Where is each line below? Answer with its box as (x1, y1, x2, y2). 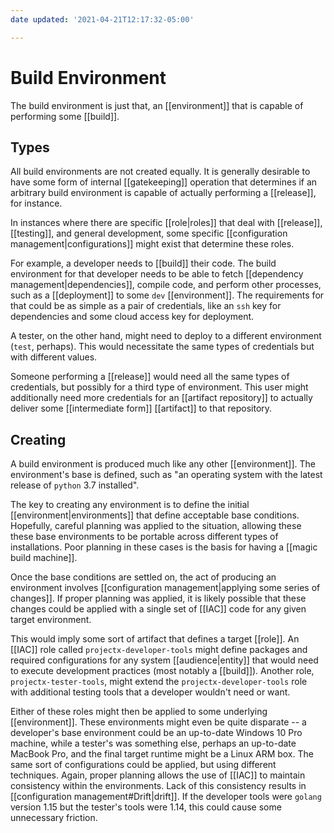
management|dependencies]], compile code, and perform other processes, (10, 279, 322, 291)
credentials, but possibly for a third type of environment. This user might (10, 381, 309, 393)
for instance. (10, 197, 63, 210)
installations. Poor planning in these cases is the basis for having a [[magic (10, 541, 318, 553)
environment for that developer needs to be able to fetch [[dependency (10, 268, 304, 280)
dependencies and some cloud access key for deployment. (10, 311, 255, 323)
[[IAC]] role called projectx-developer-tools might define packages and (10, 644, 308, 656)
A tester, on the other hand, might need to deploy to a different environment (10, 330, 322, 342)
